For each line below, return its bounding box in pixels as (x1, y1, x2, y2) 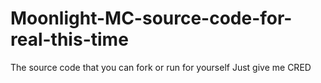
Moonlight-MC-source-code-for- (10, 7, 293, 30)
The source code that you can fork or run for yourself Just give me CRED (10, 61, 312, 73)
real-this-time (10, 28, 129, 51)
